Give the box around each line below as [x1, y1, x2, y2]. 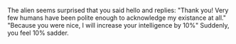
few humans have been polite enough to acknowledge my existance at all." [7, 13, 226, 22]
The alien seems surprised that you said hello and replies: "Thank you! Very [7, 6, 229, 14]
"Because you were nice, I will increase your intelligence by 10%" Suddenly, [7, 21, 230, 29]
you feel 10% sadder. [7, 28, 69, 37]
